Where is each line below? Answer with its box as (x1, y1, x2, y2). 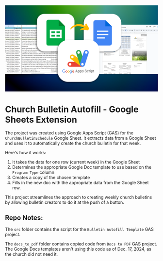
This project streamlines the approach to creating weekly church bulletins (5, 195, 152, 200)
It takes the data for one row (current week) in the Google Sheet (12, 159, 140, 165)
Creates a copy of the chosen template (12, 175, 90, 180)
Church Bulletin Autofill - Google (5, 104, 139, 114)
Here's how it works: (5, 150, 47, 156)
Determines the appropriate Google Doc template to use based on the (12, 164, 152, 170)
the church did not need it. (5, 251, 58, 257)
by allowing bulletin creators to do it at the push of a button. (5, 199, 125, 205)
